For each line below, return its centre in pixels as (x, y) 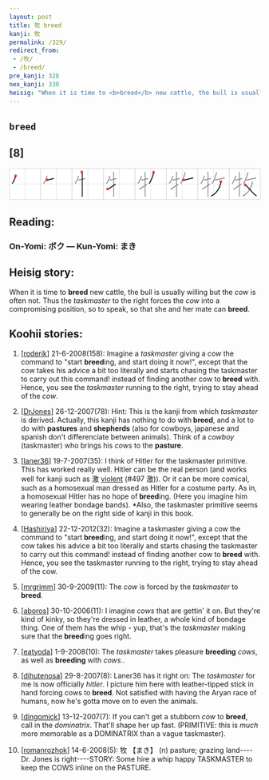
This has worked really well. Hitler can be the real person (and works (133, 469)
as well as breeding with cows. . (73, 660)
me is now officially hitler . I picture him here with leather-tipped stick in (137, 684)
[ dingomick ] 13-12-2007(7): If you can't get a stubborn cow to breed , (134, 716)
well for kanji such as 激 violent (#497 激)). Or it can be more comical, (135, 479)
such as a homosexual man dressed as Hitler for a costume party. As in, (139, 488)
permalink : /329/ (38, 42)
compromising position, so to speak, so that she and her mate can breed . (130, 308)
